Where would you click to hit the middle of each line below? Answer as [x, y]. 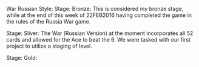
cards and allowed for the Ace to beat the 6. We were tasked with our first [99, 40]
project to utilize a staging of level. [49, 46]
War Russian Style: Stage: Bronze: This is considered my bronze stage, [95, 9]
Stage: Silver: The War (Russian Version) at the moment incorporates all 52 [100, 33]
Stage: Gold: [22, 58]
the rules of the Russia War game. [49, 21]
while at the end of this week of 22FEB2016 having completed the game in [99, 15]
